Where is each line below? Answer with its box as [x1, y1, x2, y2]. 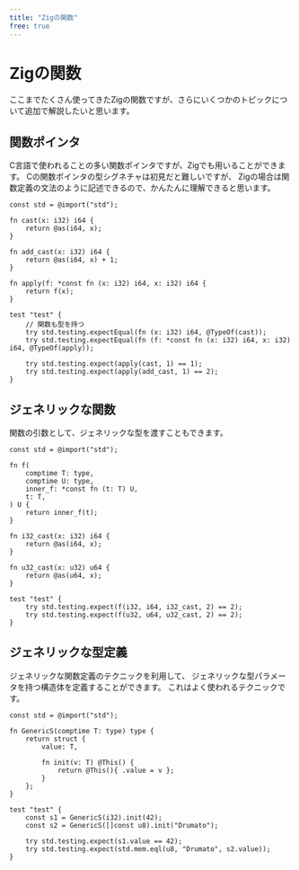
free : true [9, 22, 50, 31]
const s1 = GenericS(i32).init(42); [25, 812, 163, 822]
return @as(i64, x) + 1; [25, 255, 119, 265]
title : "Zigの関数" [9, 13, 78, 22]
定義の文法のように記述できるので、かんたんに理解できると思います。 [16, 182, 276, 193]
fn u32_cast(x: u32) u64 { [9, 564, 110, 573]
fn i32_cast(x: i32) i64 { [9, 532, 110, 541]
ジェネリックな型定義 [9, 644, 128, 661]
